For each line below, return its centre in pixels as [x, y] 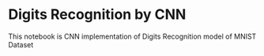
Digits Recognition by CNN [97, 15]
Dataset [21, 44]
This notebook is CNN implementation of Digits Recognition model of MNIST [132, 36]
